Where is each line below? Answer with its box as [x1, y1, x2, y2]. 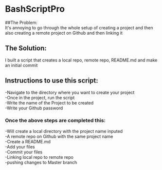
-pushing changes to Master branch [5, 159, 77, 165]
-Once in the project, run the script [5, 94, 75, 101]
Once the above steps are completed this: [5, 117, 106, 124]
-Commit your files [5, 149, 43, 155]
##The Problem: [5, 20, 37, 25]
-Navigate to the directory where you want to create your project [5, 89, 135, 95]
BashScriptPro [5, 3, 65, 15]
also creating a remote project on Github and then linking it [5, 30, 123, 36]
